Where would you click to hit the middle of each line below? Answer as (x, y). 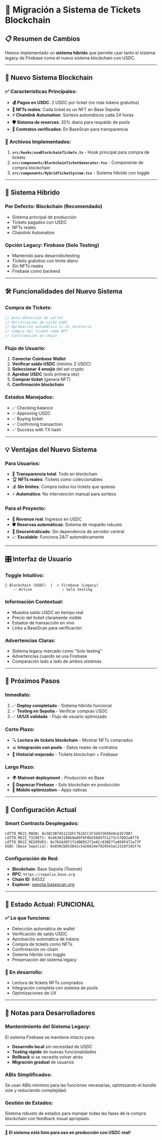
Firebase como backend (36, 271)
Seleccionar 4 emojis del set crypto (48, 369)
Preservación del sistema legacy (44, 960)
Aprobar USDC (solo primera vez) (46, 374)
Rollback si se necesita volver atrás (47, 1057)
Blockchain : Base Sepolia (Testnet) (47, 869)
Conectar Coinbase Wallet (39, 359)
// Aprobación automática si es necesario (48, 327)
